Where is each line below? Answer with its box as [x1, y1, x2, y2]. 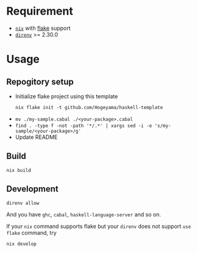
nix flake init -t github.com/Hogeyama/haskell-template [15, 104, 163, 110]
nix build [6, 167, 32, 173]
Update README [15, 133, 58, 141]
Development [6, 184, 59, 194]
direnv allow [6, 200, 40, 206]
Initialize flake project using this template [15, 93, 118, 100]
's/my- [154, 123, 171, 129]
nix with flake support [15, 24, 71, 32]
